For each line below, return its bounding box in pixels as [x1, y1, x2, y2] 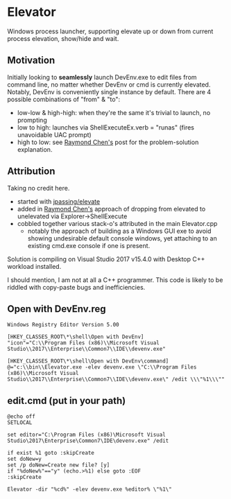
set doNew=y [7, 455, 42, 463]
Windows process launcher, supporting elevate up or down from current [7, 27, 214, 35]
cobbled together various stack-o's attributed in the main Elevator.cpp [17, 219, 218, 227]
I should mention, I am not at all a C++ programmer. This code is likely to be [7, 275, 223, 284]
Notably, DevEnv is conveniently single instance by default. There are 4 [7, 87, 212, 96]
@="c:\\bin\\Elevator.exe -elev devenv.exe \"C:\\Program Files [7, 364, 197, 371]
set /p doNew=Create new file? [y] [7, 462, 110, 469]
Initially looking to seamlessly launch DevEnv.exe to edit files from [7, 73, 197, 81]
